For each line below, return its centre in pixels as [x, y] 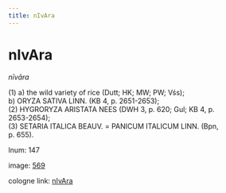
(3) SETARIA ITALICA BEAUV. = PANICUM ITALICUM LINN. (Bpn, [113, 126]
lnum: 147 [24, 150]
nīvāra [19, 77]
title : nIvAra [32, 15]
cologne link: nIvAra [41, 180]
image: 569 [27, 165]
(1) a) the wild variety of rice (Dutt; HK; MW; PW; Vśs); [97, 92]
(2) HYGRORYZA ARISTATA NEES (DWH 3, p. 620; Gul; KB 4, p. [111, 109]
